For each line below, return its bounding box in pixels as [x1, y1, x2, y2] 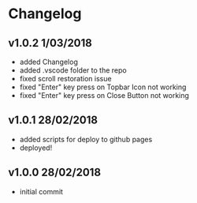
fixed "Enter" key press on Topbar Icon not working [19, 82, 187, 92]
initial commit [19, 186, 63, 196]
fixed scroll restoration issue [19, 74, 112, 83]
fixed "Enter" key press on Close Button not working [19, 91, 189, 100]
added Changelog [19, 57, 79, 66]
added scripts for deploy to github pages [19, 134, 153, 144]
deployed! [19, 143, 53, 152]
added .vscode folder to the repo [19, 66, 128, 75]
